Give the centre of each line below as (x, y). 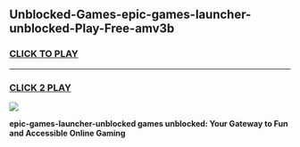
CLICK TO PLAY (44, 54)
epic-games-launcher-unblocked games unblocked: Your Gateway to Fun (149, 123)
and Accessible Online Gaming (67, 133)
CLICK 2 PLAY (40, 87)
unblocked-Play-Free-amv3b (92, 29)
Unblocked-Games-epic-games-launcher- (130, 15)
